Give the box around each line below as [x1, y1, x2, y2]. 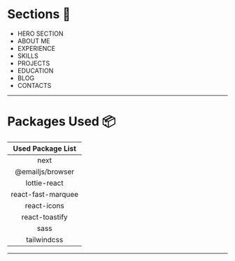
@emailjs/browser [15, 167, 75, 177]
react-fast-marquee [10, 189, 79, 199]
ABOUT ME [17, 36, 50, 45]
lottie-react [25, 178, 64, 188]
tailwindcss [26, 234, 64, 244]
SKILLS [17, 52, 38, 60]
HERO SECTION [17, 29, 64, 38]
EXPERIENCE [17, 44, 56, 52]
